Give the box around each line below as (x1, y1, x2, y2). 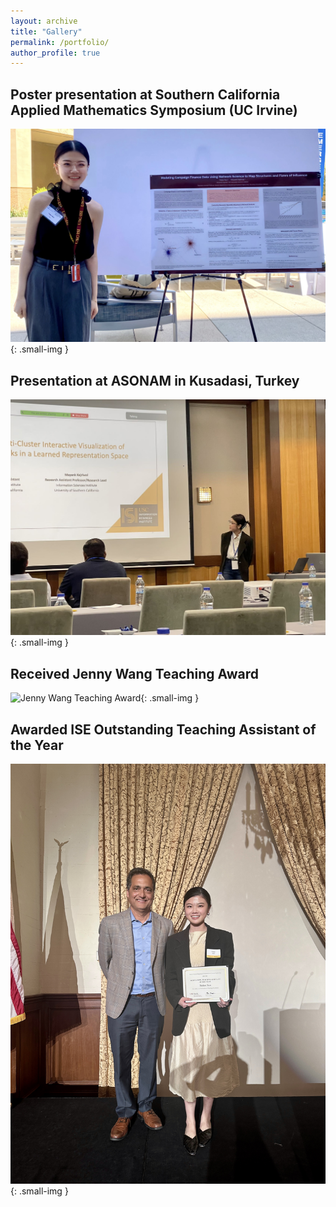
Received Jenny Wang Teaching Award (10, 665, 260, 682)
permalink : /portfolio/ (10, 37, 110, 47)
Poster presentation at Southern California (10, 86, 281, 103)
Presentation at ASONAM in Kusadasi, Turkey (10, 372, 300, 389)
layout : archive (10, 16, 78, 26)
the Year (10, 736, 64, 754)
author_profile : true (10, 48, 101, 58)
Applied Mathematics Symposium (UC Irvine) (10, 101, 298, 119)
